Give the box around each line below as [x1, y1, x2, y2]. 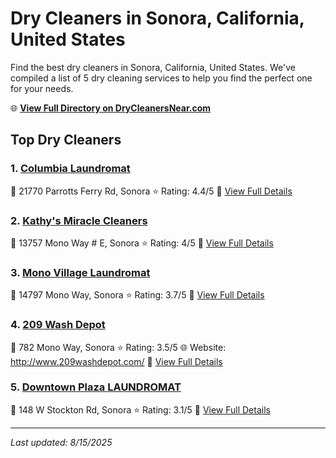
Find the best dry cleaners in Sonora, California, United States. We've [10, 61, 296, 73]
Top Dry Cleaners [10, 132, 122, 149]
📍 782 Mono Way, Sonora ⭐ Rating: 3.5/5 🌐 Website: [10, 341, 227, 353]
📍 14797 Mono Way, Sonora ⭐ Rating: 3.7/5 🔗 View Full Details [10, 289, 265, 301]
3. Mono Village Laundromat [10, 265, 151, 279]
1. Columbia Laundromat [10, 162, 131, 176]
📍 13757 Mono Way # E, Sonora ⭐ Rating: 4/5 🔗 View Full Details [10, 237, 274, 249]
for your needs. [10, 82, 74, 94]
